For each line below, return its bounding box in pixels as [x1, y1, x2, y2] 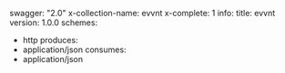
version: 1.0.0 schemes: [9, 17, 98, 28]
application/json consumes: [22, 44, 127, 55]
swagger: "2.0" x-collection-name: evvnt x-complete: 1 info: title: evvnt [9, 8, 276, 18]
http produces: [22, 35, 79, 45]
